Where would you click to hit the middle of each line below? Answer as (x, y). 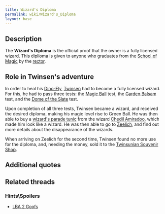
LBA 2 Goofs (25, 207)
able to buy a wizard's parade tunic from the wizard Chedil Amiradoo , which (82, 119)
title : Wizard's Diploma (31, 10)
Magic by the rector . (25, 61)
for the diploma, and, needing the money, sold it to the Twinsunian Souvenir (82, 144)
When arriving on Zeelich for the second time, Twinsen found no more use (81, 139)
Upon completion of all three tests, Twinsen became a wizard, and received (82, 108)
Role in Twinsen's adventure (49, 77)
